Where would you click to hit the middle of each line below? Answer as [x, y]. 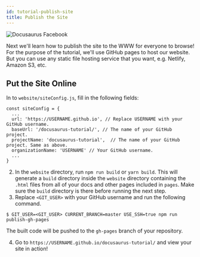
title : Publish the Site [37, 17]
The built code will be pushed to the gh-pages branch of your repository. [95, 231]
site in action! [31, 249]
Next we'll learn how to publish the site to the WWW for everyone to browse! [101, 46]
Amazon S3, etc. [26, 65]
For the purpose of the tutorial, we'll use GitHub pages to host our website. [98, 52]
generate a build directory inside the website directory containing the [100, 178]
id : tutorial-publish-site [40, 12]
